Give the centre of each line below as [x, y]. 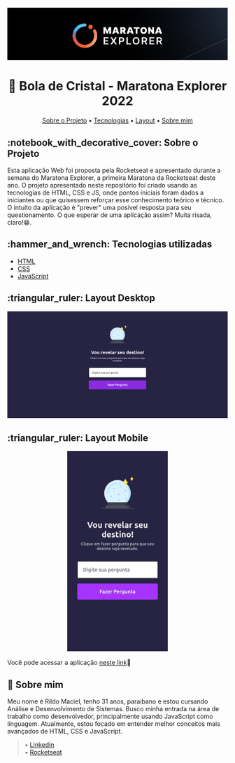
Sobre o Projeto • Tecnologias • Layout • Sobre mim [117, 120]
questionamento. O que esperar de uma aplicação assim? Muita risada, [109, 215]
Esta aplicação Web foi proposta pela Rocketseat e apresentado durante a [114, 170]
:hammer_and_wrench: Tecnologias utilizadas [110, 245]
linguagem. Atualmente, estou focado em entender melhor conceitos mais [114, 724]
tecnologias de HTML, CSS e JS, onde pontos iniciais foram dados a [106, 192]
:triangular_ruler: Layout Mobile [78, 438]
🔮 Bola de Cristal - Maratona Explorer [117, 86]
